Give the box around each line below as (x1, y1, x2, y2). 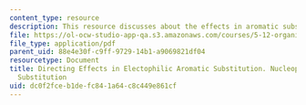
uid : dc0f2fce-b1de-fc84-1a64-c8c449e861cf (9, 81, 178, 90)
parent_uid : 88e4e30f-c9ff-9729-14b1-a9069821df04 (9, 47, 206, 57)
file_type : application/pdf (9, 38, 117, 48)
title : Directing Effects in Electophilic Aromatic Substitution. (9, 65, 267, 74)
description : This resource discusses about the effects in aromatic (9, 22, 280, 31)
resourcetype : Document (9, 56, 100, 65)
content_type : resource (9, 13, 100, 23)
